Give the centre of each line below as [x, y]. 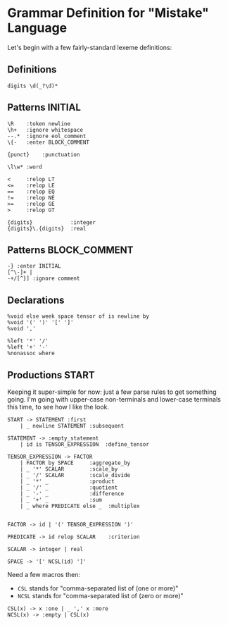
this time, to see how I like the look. [58, 407]
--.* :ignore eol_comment [47, 136]
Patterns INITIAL [44, 107]
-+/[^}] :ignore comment [44, 279]
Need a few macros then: [44, 575]
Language [37, 28]
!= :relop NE [31, 198]
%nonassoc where [31, 354]
